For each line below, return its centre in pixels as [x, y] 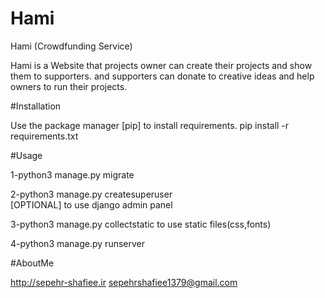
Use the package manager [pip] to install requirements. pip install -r [150, 125]
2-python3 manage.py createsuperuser [91, 194]
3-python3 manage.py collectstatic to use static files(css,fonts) [141, 224]
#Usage [26, 155]
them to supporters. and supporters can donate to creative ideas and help [162, 76]
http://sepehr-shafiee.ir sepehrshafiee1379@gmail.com [124, 282]
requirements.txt [44, 136]
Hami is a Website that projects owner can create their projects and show [161, 65]
